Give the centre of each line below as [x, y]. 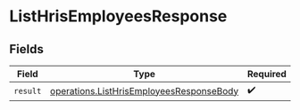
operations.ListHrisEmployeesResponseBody [145, 90]
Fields [27, 49]
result [28, 91]
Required [267, 74]
